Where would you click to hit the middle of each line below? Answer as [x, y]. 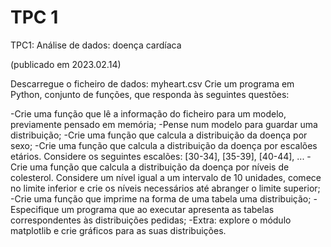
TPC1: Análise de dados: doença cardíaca [96, 45]
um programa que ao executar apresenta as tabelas [168, 209]
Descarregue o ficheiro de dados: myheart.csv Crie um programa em [152, 83]
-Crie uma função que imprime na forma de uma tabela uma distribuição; [161, 198]
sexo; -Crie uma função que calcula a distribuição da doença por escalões [164, 145]
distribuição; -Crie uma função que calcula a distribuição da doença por [159, 135]
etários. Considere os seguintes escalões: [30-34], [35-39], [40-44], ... [157, 156]
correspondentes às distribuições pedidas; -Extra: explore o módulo [151, 220]
